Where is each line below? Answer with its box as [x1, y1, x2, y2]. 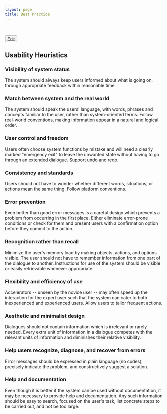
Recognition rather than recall [5, 238, 79, 245]
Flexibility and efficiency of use [5, 278, 83, 285]
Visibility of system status [5, 66, 70, 73]
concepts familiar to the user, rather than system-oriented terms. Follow [5, 112, 153, 118]
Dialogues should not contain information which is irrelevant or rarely [5, 324, 147, 330]
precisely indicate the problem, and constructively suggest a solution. [5, 363, 149, 370]
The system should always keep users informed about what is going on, [5, 77, 153, 83]
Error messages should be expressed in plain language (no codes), [5, 358, 143, 364]
